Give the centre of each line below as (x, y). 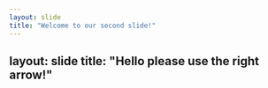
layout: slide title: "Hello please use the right (134, 61)
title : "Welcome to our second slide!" (83, 26)
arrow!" (31, 74)
